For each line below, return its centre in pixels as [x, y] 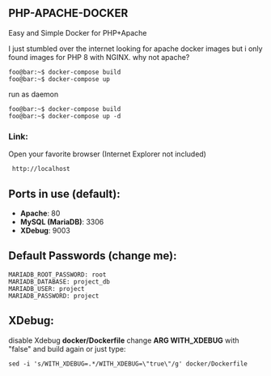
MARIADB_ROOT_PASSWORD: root [57, 275]
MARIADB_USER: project [47, 288]
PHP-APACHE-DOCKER [68, 13]
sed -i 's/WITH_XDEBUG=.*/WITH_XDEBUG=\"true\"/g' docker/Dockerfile [128, 364]
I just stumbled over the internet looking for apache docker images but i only [135, 49]
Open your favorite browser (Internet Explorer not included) [107, 154]
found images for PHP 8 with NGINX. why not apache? [99, 57]
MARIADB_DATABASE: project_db [59, 282]
